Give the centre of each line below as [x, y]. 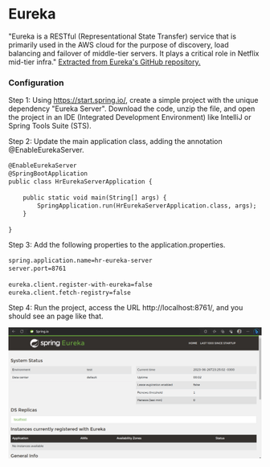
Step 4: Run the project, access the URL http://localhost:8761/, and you [126, 308]
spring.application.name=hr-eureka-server [80, 261]
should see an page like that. [56, 316]
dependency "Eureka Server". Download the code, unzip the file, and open [132, 109]
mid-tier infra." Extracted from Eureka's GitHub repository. [104, 62]
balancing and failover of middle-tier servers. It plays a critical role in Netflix [134, 53]
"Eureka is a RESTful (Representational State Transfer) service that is [123, 36]
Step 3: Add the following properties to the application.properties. [117, 245]
